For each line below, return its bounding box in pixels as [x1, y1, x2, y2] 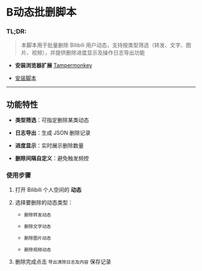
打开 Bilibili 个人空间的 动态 [14, 186, 82, 193]
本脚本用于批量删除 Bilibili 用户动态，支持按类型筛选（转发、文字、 [20, 41, 186, 49]
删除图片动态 [23, 235, 51, 241]
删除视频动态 [23, 246, 51, 252]
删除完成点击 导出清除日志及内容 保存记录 [14, 258, 111, 265]
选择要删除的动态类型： [14, 198, 73, 206]
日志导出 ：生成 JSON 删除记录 [14, 130, 91, 137]
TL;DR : [6, 28, 27, 36]
